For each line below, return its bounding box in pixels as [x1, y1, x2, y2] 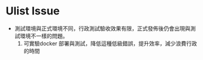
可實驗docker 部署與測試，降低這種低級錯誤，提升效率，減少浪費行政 [23, 40, 198, 47]
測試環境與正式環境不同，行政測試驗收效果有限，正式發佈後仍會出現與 [14, 25, 191, 32]
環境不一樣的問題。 [19, 32, 68, 40]
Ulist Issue [5, 4, 60, 18]
